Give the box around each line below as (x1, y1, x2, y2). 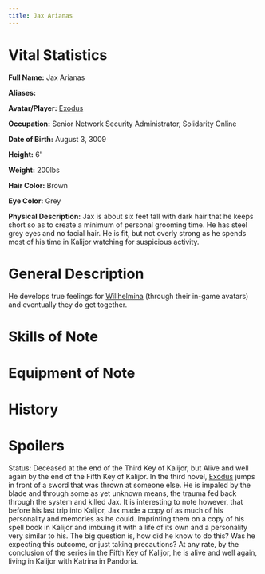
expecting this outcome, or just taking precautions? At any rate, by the (8, 540, 239, 548)
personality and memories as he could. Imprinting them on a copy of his (8, 514, 245, 523)
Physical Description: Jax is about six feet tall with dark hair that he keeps (8, 211, 254, 221)
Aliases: (8, 88, 36, 97)
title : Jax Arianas (8, 11, 73, 20)
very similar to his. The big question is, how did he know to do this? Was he (8, 531, 255, 541)
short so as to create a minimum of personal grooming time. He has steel (8, 220, 247, 230)
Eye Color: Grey (8, 196, 61, 206)
